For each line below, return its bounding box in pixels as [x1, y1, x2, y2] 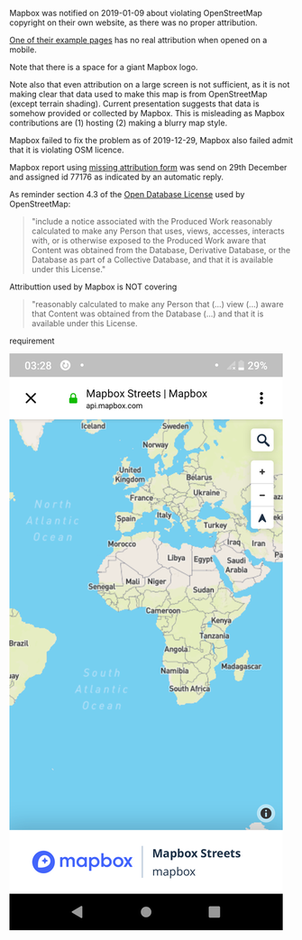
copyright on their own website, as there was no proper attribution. [9, 17, 258, 28]
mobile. [9, 44, 38, 55]
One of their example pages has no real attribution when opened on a [9, 35, 268, 45]
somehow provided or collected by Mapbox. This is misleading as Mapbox [9, 108, 286, 118]
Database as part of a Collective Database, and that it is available [31, 254, 273, 265]
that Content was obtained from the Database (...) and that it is [31, 308, 264, 319]
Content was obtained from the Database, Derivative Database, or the [31, 245, 291, 255]
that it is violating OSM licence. [9, 144, 124, 155]
